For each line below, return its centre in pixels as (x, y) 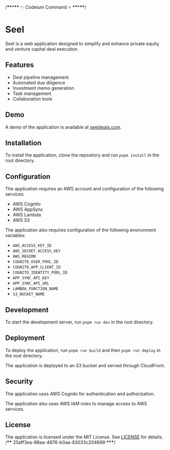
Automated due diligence (39, 82)
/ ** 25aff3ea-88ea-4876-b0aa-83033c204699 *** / (60, 442)
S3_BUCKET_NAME (29, 294)
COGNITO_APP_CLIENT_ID (37, 267)
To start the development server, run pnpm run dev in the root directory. (79, 322)
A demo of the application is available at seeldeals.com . (63, 127)
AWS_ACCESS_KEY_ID (32, 246)
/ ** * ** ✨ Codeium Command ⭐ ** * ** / (46, 7)
